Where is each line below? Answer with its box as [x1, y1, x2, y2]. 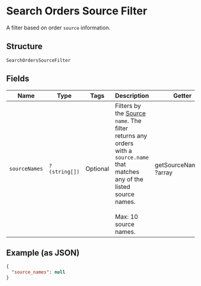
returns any [114, 131, 148, 140]
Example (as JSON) [6, 248, 80, 258]
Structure [6, 41, 43, 52]
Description [114, 91, 150, 100]
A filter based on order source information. [6, 24, 111, 31]
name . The [114, 116, 142, 125]
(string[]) [48, 168, 80, 175]
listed [114, 182, 130, 191]
